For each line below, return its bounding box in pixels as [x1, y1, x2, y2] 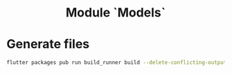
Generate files [6, 36, 90, 52]
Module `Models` [65, 5, 166, 21]
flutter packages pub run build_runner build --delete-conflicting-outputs [6, 59, 230, 66]
